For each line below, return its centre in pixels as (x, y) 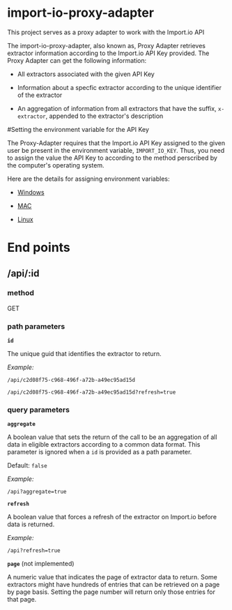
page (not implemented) (41, 564)
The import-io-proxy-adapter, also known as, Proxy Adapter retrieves (106, 45)
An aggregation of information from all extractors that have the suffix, (117, 108)
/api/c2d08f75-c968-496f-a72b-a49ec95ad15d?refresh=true (92, 392)
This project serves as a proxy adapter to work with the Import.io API (106, 32)
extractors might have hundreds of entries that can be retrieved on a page (114, 585)
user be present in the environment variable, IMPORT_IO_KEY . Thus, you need (116, 150)
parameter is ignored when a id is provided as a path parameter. (100, 452)
